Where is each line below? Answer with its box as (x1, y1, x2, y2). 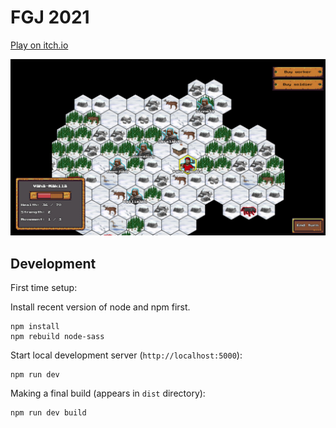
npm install (10, 322, 60, 332)
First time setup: (10, 282, 78, 294)
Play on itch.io (10, 39, 69, 51)
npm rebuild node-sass (10, 332, 105, 342)
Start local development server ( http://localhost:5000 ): (10, 349, 243, 361)
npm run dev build (10, 408, 87, 418)
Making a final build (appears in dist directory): (10, 387, 206, 400)
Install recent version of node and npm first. (10, 301, 191, 313)
